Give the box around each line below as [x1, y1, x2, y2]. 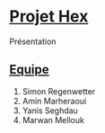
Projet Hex [9, 6, 89, 27]
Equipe [9, 62, 49, 77]
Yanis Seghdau [22, 105, 78, 116]
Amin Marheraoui [22, 95, 87, 106]
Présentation [9, 36, 57, 47]
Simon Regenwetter [22, 85, 96, 96]
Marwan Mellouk [22, 114, 85, 125]
